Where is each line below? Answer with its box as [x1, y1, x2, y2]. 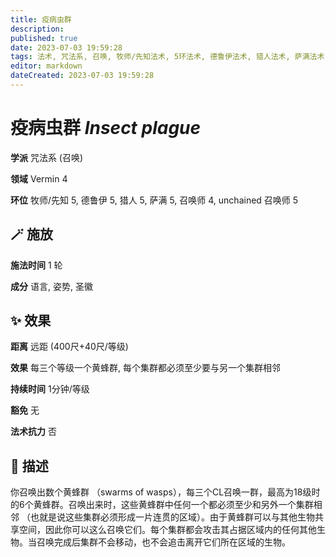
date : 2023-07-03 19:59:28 [10, 42, 123, 53]
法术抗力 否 [10, 426, 57, 438]
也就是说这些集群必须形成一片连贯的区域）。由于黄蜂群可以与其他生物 [29, 511, 315, 523]
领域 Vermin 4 [10, 172, 68, 185]
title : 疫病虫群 [10, 14, 72, 25]
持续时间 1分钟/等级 [10, 383, 90, 395]
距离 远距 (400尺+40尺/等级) [10, 341, 129, 353]
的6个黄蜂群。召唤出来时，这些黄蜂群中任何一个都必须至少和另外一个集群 [10, 499, 314, 511]
